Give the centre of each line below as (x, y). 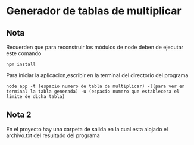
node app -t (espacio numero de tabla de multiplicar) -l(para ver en (96, 86)
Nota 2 (19, 115)
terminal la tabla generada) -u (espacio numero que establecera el (93, 92)
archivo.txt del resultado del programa (53, 135)
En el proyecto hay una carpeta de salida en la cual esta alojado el (87, 129)
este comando (24, 53)
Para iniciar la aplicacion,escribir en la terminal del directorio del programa (97, 75)
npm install (21, 64)
